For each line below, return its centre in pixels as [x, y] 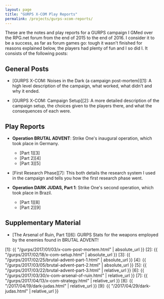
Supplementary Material [43, 223]
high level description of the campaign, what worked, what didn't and [82, 86]
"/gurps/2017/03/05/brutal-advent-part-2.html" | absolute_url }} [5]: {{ [76, 265]
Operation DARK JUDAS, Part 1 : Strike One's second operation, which [83, 187]
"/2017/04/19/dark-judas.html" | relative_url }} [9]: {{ [58, 286]
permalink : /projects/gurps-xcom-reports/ [49, 19]
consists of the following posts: [37, 53]
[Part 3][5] [30, 163]
